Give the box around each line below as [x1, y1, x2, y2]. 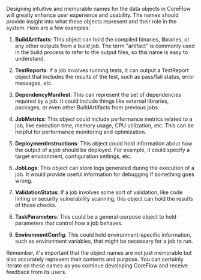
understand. [14, 55, 46, 62]
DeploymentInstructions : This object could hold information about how [14, 140, 193, 147]
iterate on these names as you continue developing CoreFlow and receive [6, 262, 188, 269]
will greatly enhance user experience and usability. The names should [6, 11, 179, 19]
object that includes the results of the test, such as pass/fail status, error [14, 73, 195, 80]
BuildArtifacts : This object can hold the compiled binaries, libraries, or [14, 36, 190, 43]
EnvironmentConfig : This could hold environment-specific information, [14, 231, 192, 238]
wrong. [14, 177, 33, 184]
